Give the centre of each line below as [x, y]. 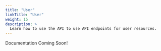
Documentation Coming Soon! [37, 43]
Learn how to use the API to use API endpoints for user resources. [83, 29]
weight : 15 [17, 19]
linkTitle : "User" [24, 15]
